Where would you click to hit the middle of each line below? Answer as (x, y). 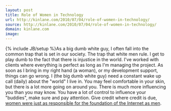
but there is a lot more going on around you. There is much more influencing (86, 87)
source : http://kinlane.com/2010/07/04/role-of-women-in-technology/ (81, 24)
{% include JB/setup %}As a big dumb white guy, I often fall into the (77, 49)
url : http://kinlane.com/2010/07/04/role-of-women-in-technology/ (78, 20)
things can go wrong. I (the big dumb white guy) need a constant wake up (83, 76)
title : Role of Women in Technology (44, 15)
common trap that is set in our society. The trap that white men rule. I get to (85, 54)
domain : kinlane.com (27, 29)
